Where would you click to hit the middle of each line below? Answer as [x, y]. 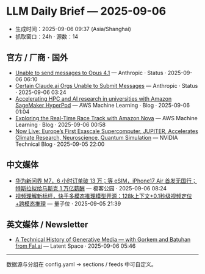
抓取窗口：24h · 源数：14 [47, 36]
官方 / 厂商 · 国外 [37, 58]
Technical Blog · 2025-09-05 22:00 [60, 144]
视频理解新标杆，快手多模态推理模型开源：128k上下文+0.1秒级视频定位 [103, 196]
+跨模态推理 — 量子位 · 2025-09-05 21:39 [68, 203]
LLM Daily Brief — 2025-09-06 [86, 11]
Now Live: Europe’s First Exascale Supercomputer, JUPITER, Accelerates [106, 131]
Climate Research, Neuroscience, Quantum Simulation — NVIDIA [96, 137]
